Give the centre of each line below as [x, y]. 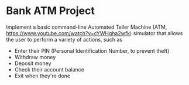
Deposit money [33, 63]
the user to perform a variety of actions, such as [64, 39]
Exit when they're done [42, 76]
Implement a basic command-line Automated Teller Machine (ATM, [87, 27]
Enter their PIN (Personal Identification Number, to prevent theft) [92, 50]
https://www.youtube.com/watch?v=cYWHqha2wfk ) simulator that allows [94, 33]
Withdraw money [35, 57]
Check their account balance [49, 69]
